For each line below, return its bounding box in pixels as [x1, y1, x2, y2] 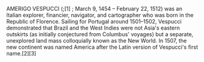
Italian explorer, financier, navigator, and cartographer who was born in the [6, 11, 194, 19]
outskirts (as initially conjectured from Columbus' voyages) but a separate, [6, 31, 194, 38]
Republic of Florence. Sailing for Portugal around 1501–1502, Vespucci [6, 18, 181, 25]
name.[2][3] [6, 50, 37, 57]
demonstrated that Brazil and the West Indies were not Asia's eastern [6, 24, 180, 31]
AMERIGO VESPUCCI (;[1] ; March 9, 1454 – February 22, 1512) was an [6, 5, 183, 12]
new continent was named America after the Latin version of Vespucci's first [6, 43, 199, 51]
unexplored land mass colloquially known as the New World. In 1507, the [6, 37, 187, 44]
